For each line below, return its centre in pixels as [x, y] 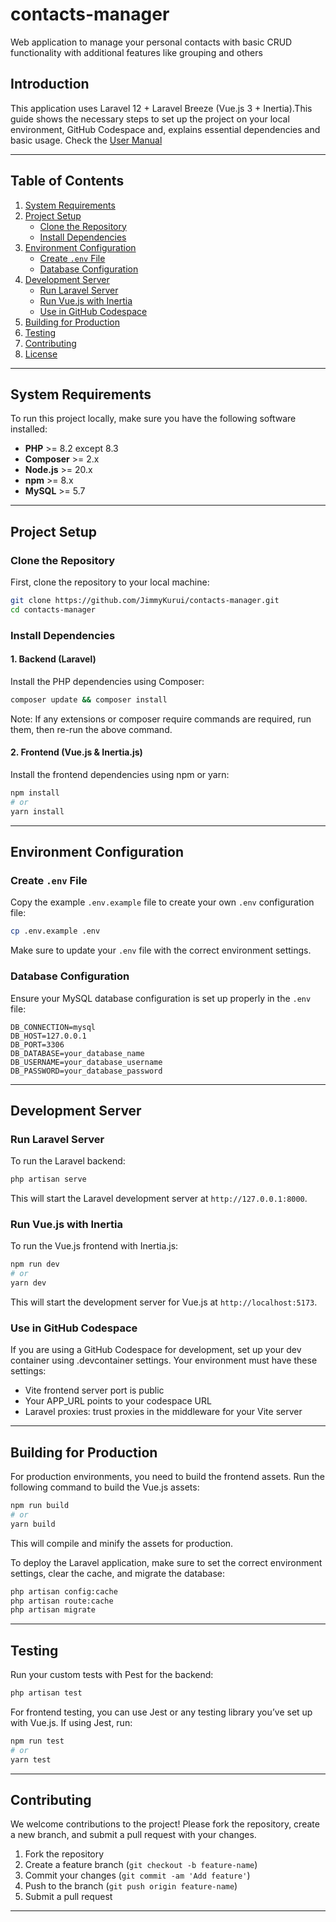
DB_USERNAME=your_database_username [86, 1062]
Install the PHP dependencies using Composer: [107, 681]
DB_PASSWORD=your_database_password [86, 1071]
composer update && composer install [89, 699]
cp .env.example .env [55, 931]
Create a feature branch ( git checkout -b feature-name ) [141, 1865]
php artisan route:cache [62, 1601]
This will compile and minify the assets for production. [122, 1543]
